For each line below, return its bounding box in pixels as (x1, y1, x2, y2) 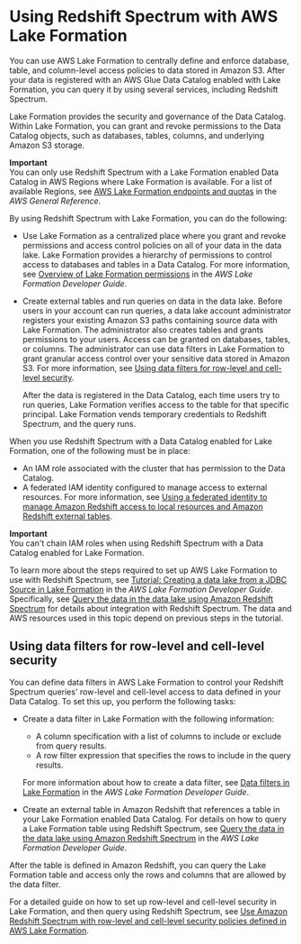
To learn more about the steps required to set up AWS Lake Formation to (9, 565, 278, 576)
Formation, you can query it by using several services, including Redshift (9, 84, 279, 95)
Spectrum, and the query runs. (22, 418, 137, 429)
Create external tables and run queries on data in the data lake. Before (22, 295, 283, 306)
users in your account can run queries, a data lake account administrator (22, 304, 292, 316)
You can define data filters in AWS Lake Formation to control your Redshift (9, 676, 285, 687)
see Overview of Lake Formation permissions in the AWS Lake (22, 268, 253, 279)
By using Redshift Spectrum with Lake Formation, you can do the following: (9, 213, 288, 223)
